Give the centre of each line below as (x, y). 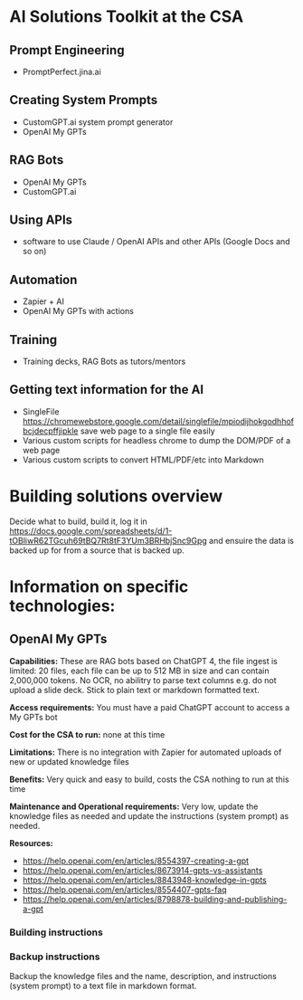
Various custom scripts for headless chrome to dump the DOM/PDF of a (156, 440)
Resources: (31, 843)
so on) (34, 252)
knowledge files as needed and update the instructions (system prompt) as (149, 815)
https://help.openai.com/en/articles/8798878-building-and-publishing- (155, 899)
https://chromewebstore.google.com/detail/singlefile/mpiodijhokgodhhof (158, 421)
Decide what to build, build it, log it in (78, 521)
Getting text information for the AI (107, 390)
